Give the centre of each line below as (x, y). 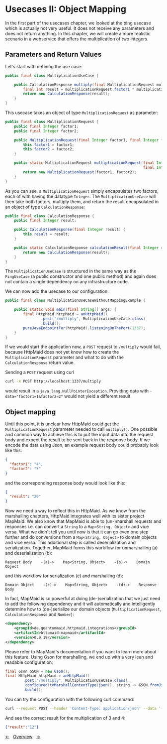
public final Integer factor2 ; (46, 131)
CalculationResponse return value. (40, 363)
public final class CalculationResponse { (50, 216)
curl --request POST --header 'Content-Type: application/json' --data (81, 708)
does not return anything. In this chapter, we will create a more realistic (78, 33)
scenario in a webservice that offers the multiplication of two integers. (77, 39)
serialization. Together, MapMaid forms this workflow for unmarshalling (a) (82, 548)
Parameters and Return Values (53, 55)
